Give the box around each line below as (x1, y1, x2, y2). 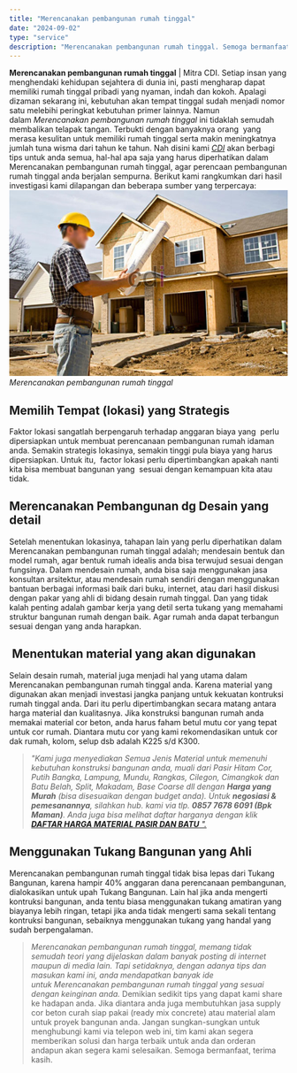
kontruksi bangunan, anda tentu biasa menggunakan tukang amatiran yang (9, 896, 282, 907)
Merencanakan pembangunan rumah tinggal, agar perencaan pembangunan (9, 162, 287, 172)
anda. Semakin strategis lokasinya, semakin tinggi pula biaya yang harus (9, 445, 273, 456)
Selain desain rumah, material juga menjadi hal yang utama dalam (9, 670, 247, 680)
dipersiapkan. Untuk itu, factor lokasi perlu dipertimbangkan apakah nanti (9, 455, 279, 465)
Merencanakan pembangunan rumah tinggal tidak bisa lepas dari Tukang (9, 868, 276, 878)
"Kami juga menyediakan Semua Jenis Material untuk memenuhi (30, 753, 268, 763)
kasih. (30, 1054, 53, 1065)
